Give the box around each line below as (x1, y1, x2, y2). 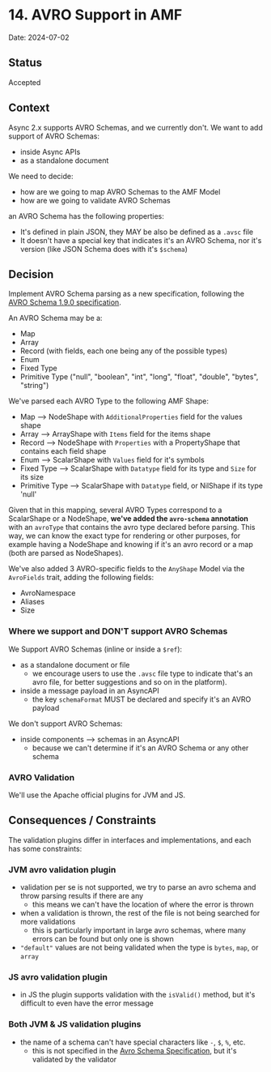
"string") (19, 381, 49, 391)
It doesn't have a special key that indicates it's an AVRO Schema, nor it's (19, 235, 262, 245)
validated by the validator (32, 1054, 117, 1064)
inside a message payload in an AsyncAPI (19, 685, 159, 695)
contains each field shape (19, 446, 107, 456)
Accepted (8, 77, 41, 87)
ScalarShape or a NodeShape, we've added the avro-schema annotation (8, 514, 249, 523)
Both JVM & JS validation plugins (8, 1019, 142, 1030)
